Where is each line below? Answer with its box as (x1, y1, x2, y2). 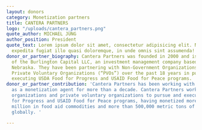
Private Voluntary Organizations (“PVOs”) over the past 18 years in (11, 70, 189, 76)
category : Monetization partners (6, 14, 90, 20)
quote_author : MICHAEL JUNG (6, 31, 77, 37)
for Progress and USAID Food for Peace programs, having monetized (11, 98, 185, 104)
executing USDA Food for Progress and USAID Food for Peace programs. (11, 75, 192, 81)
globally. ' (11, 109, 42, 115)
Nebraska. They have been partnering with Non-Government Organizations (11, 64, 198, 71)
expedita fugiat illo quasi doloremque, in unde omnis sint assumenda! (11, 48, 195, 54)
